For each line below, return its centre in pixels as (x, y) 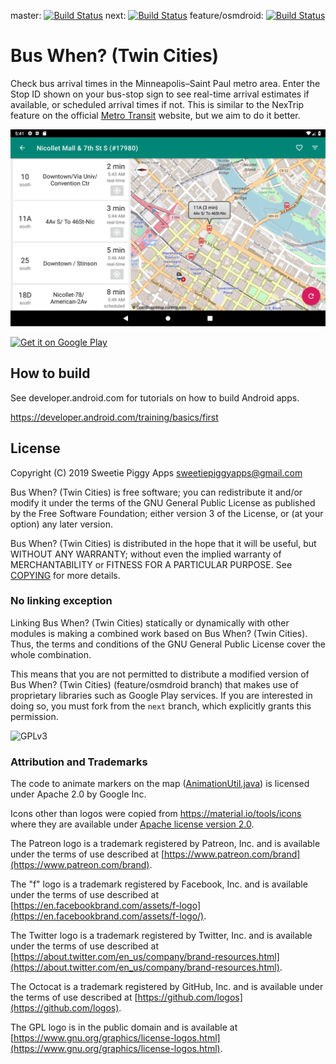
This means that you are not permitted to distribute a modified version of (160, 674)
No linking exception (61, 601)
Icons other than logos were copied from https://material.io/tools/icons (156, 814)
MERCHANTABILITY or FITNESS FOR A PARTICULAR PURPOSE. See (151, 564)
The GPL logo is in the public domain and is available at (124, 1027)
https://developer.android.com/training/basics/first (114, 417)
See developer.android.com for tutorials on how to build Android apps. (155, 397)
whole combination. (51, 654)
